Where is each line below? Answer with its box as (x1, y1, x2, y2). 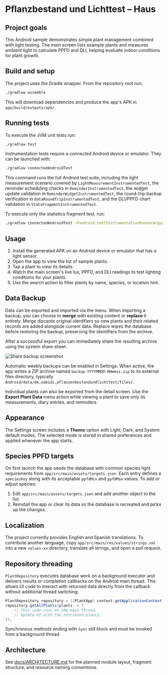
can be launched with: (5, 156, 51, 162)
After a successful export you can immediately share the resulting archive (5, 338, 157, 344)
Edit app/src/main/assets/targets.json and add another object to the (12, 491, 156, 497)
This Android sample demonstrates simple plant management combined (5, 36, 153, 42)
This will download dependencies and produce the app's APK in (5, 99, 137, 105)
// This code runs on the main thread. (14, 608, 97, 613)
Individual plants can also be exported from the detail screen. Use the (5, 388, 148, 394)
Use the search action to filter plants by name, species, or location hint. (12, 279, 159, 285)
